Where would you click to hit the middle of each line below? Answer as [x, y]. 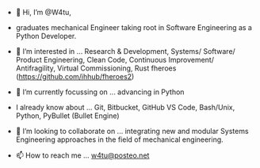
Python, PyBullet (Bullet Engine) [68, 116]
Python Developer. [46, 36]
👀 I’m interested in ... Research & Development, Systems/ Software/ [125, 51]
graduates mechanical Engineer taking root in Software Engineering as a [134, 27]
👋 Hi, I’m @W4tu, [43, 12]
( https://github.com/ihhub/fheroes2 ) [75, 76]
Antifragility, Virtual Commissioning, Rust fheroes [96, 68]
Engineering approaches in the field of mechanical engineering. [119, 139]
